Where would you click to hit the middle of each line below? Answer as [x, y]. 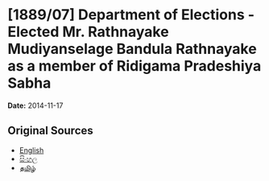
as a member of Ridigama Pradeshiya [134, 66]
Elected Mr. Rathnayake [89, 32]
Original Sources [50, 131]
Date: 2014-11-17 [35, 105]
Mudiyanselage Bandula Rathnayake [132, 49]
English [31, 150]
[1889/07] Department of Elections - [131, 15]
